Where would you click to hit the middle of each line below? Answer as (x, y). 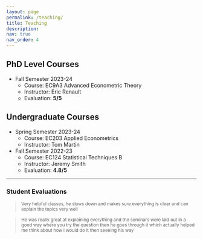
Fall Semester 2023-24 (43, 78)
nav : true (19, 34)
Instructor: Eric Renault (53, 92)
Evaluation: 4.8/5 (46, 170)
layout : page (23, 12)
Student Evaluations (37, 191)
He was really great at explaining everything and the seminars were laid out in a (103, 220)
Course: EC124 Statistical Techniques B (73, 157)
